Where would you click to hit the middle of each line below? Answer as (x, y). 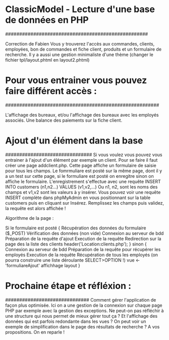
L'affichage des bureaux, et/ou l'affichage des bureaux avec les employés (82, 115)
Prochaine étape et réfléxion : (68, 286)
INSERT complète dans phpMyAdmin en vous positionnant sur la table (78, 198)
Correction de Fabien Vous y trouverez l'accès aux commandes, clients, (80, 43)
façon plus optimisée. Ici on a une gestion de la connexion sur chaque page (84, 305)
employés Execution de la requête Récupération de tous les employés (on (81, 255)
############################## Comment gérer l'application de (81, 300)
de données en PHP (47, 20)
